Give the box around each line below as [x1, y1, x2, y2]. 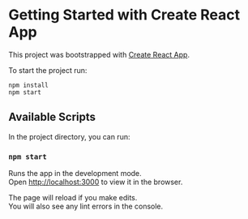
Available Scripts [8, 110, 96, 124]
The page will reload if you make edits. [8, 193, 138, 203]
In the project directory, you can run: [8, 131, 130, 141]
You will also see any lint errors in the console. [8, 201, 164, 212]
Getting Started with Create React [8, 6, 241, 24]
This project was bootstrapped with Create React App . [8, 49, 190, 59]
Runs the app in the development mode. [8, 169, 142, 178]
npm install [8, 81, 49, 89]
